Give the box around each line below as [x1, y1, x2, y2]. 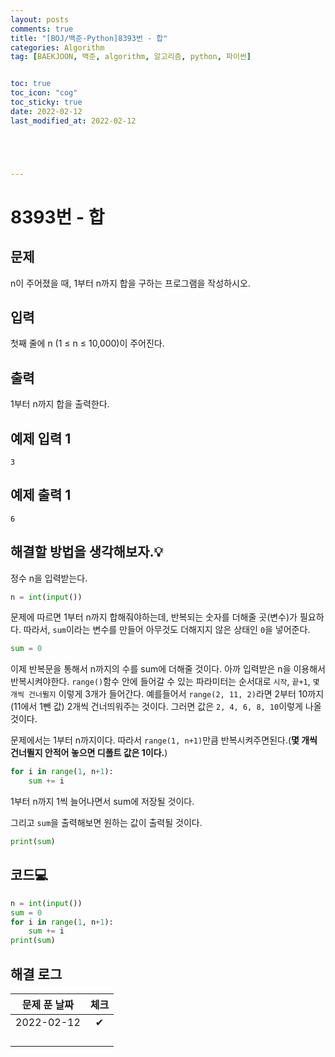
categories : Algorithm [10, 42, 105, 53]
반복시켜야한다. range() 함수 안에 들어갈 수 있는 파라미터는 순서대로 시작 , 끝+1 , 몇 [10, 676, 320, 688]
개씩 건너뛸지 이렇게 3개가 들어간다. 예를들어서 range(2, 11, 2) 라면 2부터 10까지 [10, 688, 325, 700]
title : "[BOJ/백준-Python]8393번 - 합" [10, 33, 168, 43]
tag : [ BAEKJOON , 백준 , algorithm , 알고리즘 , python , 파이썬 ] [10, 52, 252, 62]
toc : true [10, 79, 52, 89]
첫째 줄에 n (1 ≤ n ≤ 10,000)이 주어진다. [10, 337, 165, 350]
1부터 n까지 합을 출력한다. [10, 398, 110, 410]
